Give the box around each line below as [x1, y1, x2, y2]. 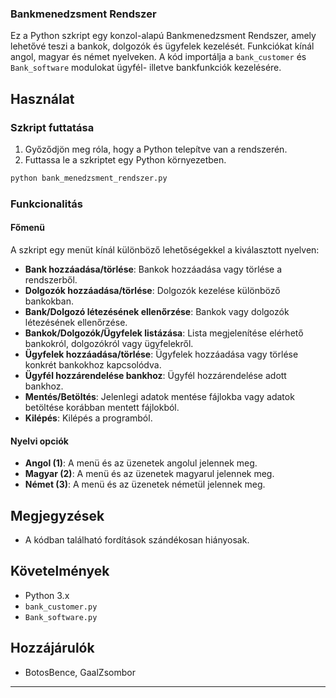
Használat [10, 90, 75, 107]
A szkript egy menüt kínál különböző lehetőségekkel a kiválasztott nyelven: [10, 243, 320, 256]
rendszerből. [24, 273, 78, 286]
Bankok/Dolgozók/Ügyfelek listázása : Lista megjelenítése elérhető [24, 327, 304, 339]
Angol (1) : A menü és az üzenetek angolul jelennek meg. [24, 457, 258, 469]
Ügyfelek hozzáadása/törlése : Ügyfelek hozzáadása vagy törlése [24, 348, 299, 360]
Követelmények [10, 563, 110, 580]
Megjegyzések [10, 507, 105, 524]
